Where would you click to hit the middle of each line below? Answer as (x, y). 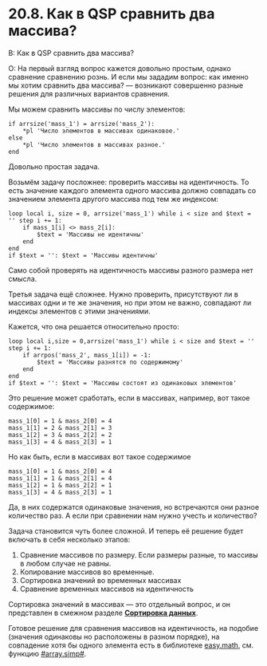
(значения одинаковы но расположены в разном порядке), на (114, 636)
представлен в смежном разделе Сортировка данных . (103, 613)
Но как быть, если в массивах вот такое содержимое (100, 456)
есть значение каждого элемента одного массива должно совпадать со (132, 190)
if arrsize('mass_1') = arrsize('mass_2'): (82, 124)
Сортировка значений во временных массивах (100, 580)
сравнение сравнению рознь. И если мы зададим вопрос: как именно (128, 77)
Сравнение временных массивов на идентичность (106, 589)
